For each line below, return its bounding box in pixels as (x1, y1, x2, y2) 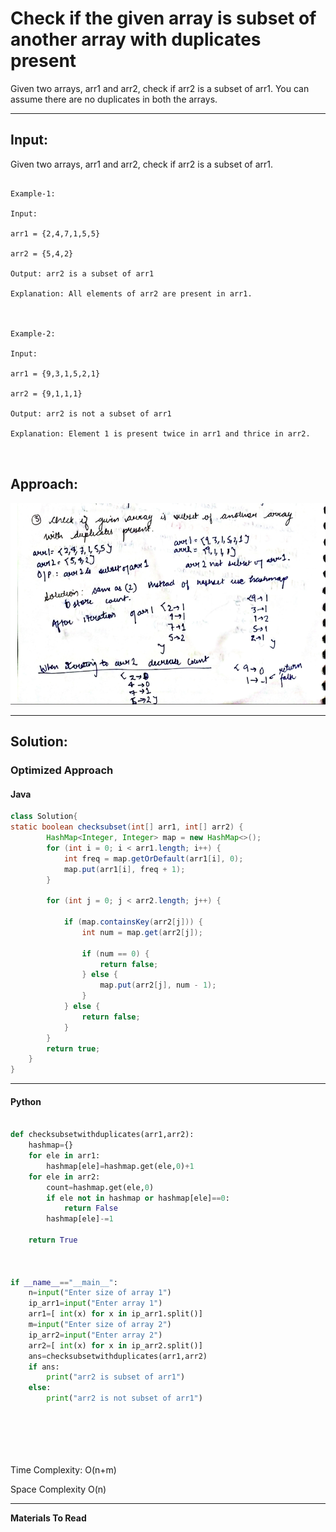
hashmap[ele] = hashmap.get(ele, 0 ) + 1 (46, 1161, 195, 1171)
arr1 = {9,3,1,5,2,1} (10, 368, 101, 379)
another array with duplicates (10, 28, 262, 51)
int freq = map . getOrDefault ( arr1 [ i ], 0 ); (63, 853, 244, 864)
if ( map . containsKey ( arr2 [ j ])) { (63, 917, 203, 927)
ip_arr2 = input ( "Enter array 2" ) (28, 1330, 163, 1340)
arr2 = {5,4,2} (10, 248, 74, 259)
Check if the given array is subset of (10, 7, 317, 30)
